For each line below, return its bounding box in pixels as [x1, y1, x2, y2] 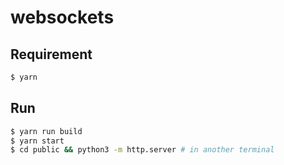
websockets [10, 6, 115, 29]
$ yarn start [10, 136, 65, 146]
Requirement [10, 46, 93, 63]
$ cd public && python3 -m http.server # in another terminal [10, 145, 275, 155]
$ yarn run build [10, 126, 83, 136]
